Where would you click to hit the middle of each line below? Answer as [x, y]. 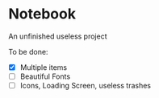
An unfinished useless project [58, 36]
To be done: [28, 51]
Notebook [42, 14]
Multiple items [43, 67]
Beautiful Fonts [45, 76]
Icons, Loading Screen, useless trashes [86, 86]
